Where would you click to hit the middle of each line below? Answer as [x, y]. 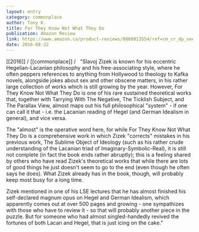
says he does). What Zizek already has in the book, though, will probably [95, 173]
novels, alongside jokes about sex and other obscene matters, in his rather [97, 80]
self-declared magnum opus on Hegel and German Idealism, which [88, 197]
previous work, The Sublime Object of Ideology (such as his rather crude [95, 142]
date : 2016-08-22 [28, 45]
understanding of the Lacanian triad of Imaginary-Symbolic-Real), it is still [96, 148]
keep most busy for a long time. [45, 180]
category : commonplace [34, 17]
